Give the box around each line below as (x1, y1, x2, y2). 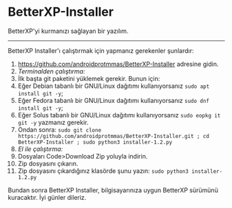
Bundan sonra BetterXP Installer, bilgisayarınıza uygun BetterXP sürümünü (8, 186, 219, 194)
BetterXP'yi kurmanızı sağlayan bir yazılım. (8, 27, 129, 35)
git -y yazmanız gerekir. (17, 118, 89, 126)
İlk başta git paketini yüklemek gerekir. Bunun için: (17, 74, 160, 82)
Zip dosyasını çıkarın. (17, 159, 78, 167)
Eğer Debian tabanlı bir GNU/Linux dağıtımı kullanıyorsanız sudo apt (17, 82, 210, 90)
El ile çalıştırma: (17, 145, 63, 153)
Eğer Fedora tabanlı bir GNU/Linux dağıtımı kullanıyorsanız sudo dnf (17, 96, 209, 104)
